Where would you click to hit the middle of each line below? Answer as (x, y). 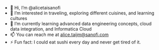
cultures (19, 18)
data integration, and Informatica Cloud (51, 29)
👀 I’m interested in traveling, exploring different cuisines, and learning (82, 13)
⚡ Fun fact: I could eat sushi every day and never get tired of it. (75, 42)
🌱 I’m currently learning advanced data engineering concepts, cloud (81, 23)
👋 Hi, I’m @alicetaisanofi (35, 8)
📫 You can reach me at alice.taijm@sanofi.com (59, 34)
